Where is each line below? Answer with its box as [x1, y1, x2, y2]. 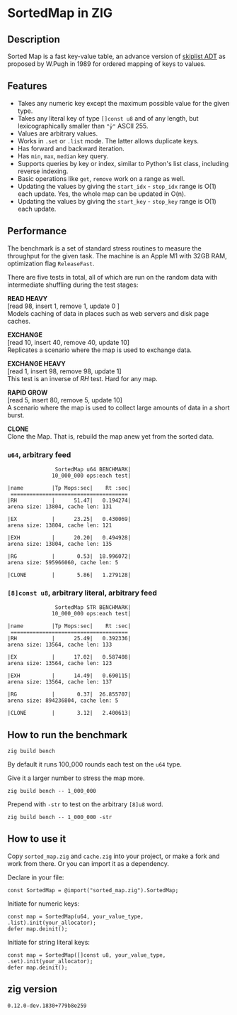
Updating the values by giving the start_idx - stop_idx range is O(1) [17, 182, 217, 190]
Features [7, 80, 47, 92]
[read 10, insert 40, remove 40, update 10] [7, 338, 129, 346]
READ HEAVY [7, 294, 48, 302]
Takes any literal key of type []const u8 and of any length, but [17, 114, 200, 122]
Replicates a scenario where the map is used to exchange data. [7, 346, 192, 354]
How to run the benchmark [7, 729, 128, 741]
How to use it [7, 833, 67, 845]
